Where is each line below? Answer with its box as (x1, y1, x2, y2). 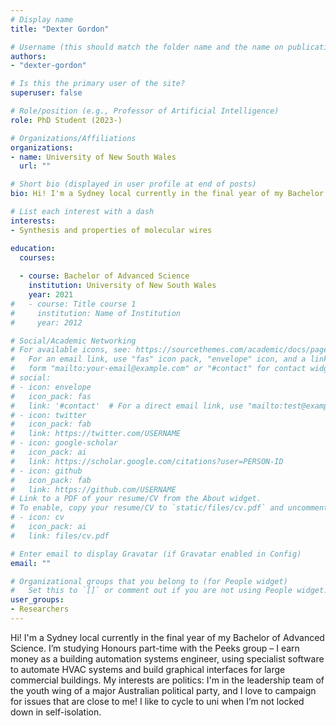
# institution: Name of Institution (10, 308, 182, 318)
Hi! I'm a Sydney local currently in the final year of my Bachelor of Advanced (10, 631, 325, 643)
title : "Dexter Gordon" (10, 24, 110, 34)
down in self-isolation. (10, 706, 102, 718)
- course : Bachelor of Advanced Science (19, 271, 190, 281)
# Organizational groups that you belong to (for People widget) (10, 576, 288, 586)
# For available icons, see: (10, 345, 132, 355)
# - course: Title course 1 (10, 299, 137, 309)
